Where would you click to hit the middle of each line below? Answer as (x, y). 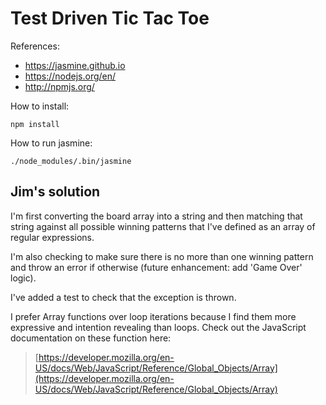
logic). (23, 278)
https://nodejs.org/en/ (70, 76)
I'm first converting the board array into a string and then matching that (156, 216)
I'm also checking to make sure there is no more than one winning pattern (162, 256)
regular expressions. (52, 237)
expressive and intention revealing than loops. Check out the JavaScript (158, 327)
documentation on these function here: (91, 338)
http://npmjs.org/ (59, 86)
